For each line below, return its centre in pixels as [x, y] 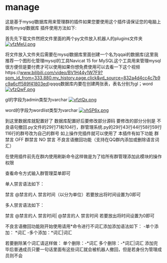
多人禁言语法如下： [25, 205]
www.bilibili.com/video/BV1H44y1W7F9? [61, 72]
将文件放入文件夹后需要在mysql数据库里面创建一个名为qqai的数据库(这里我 [82, 54]
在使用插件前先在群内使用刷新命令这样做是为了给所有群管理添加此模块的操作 [83, 156]
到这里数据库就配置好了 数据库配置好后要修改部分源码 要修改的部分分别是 [80, 121]
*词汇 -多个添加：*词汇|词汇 [43, 232]
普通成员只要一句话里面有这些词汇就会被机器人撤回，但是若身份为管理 [85, 249]
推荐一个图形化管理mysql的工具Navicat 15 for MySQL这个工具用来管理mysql [83, 60]
